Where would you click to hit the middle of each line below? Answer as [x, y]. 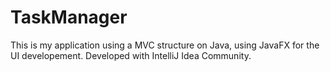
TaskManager [69, 17]
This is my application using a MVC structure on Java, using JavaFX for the [165, 45]
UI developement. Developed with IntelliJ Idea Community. [131, 55]
